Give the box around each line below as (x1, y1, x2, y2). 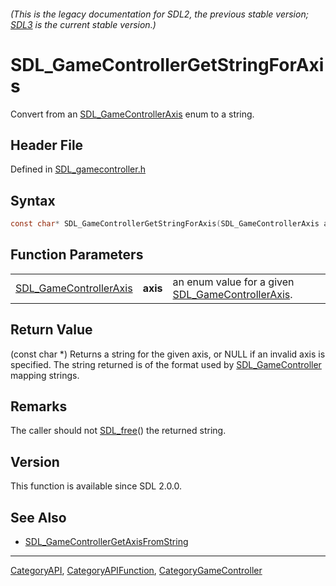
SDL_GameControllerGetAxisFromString (24, 536, 189, 548)
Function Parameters (10, 246, 144, 264)
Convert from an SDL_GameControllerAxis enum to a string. (10, 108, 255, 120)
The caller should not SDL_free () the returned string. (10, 425, 227, 437)
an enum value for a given (172, 275, 295, 289)
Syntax (10, 192, 56, 209)
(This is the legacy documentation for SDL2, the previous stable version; (10, 8, 309, 20)
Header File (10, 136, 84, 154)
